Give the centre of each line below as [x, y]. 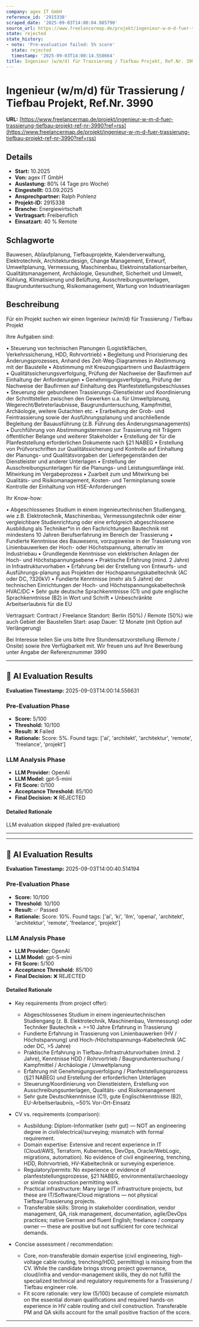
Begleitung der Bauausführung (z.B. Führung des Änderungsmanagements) [98, 424]
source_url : [21, 28]
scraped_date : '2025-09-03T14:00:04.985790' [62, 23]
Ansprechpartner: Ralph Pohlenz [55, 197]
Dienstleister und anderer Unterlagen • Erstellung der [71, 461]
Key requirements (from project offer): [61, 1003]
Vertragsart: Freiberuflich [46, 215]
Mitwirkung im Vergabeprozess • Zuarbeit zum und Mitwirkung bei [88, 474]
